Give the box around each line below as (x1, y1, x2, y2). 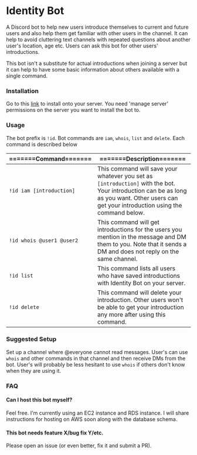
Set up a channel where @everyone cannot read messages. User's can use (6, 348, 188, 355)
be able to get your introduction (97, 303, 184, 311)
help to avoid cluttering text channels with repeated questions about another (6, 36, 191, 43)
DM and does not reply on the (97, 247, 179, 256)
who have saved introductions (97, 271, 181, 280)
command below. (97, 208, 145, 216)
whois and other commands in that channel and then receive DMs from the (6, 355, 186, 362)
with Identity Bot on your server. (97, 279, 186, 287)
